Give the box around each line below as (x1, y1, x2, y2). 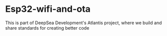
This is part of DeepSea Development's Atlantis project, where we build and (5, 20, 162, 26)
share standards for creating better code (5, 25, 90, 31)
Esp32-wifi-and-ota (5, 3, 91, 15)
